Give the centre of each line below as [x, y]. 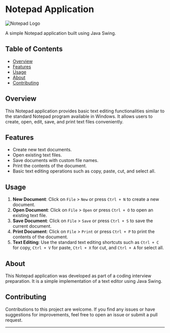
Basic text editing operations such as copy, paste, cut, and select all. [84, 171]
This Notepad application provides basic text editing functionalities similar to [85, 111]
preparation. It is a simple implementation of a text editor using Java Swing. [84, 281]
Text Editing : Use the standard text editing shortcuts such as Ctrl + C [86, 242]
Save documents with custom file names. [55, 160]
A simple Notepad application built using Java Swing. [61, 33]
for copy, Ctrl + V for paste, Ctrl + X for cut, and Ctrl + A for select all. [88, 248]
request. [14, 320]
